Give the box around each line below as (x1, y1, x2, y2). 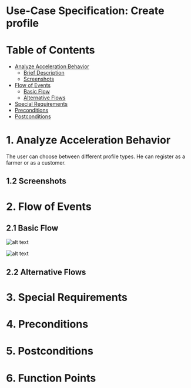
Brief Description (23, 69, 65, 76)
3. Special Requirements (6, 291, 128, 304)
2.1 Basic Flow (6, 223, 59, 233)
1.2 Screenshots (6, 176, 66, 186)
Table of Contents (6, 44, 95, 57)
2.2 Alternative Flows (6, 267, 86, 277)
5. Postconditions (6, 344, 94, 358)
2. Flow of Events (6, 200, 92, 213)
